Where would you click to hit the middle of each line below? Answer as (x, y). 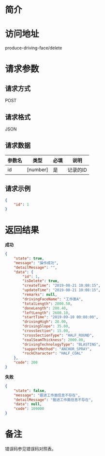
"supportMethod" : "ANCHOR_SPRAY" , (57, 349)
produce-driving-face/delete (34, 48)
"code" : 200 (26, 363)
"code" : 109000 (29, 409)
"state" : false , (30, 391)
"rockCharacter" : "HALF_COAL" (53, 353)
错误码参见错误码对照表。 (30, 449)
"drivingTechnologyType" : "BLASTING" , (61, 344)
